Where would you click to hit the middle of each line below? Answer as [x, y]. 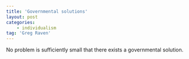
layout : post [22, 17]
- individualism [37, 28]
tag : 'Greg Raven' [28, 33]
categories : [21, 22]
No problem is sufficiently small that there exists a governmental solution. [95, 50]
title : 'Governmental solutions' [47, 11]
